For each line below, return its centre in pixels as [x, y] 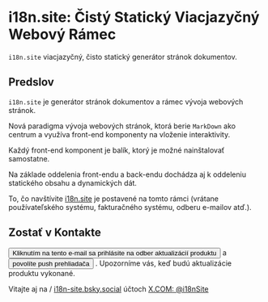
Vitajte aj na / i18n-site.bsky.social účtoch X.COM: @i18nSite [108, 289]
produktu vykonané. [42, 273]
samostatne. [29, 158]
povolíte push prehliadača [51, 264]
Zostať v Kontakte [55, 233]
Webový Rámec [62, 34]
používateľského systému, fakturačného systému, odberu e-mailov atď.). [130, 207]
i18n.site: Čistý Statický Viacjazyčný [134, 17]
